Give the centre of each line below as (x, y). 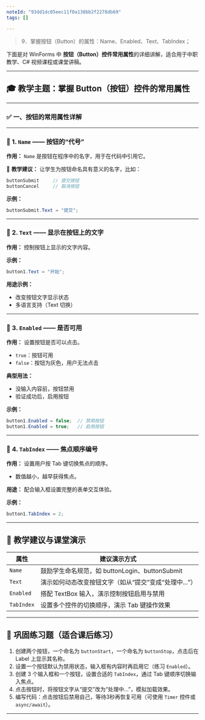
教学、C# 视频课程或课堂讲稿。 (46, 62)
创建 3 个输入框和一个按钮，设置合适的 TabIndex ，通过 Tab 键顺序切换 (103, 674)
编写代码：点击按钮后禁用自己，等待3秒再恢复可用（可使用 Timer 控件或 (106, 697)
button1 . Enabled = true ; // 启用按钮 (55, 427)
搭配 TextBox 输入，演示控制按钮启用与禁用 (103, 594)
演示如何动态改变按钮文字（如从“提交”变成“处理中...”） (119, 582)
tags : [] (17, 18)
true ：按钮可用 (34, 355)
